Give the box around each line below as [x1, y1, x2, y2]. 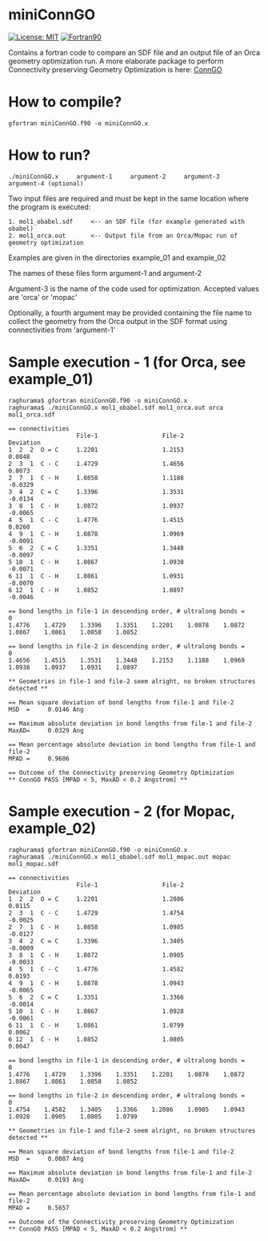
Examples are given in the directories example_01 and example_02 [8, 253, 226, 262]
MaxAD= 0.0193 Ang [8, 1175, 84, 1184]
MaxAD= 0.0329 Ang [8, 726, 84, 735]
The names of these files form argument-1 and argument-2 [8, 268, 202, 278]
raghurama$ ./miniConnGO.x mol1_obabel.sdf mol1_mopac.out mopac [8, 853, 230, 861]
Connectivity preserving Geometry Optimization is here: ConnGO [8, 64, 222, 74]
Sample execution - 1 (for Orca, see [8, 353, 246, 371]
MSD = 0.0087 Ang [8, 1154, 84, 1162]
